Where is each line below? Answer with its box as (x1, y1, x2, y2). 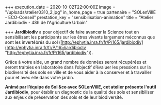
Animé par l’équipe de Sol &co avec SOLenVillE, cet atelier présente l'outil (5, 84, 156, 89)
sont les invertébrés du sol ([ (5, 39, 62, 45)
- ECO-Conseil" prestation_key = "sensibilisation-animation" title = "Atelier (5, 15, 154, 20)
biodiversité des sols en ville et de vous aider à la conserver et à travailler (5, 70, 152, 75)
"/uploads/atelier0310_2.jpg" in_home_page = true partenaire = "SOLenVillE (5, 9, 156, 15)
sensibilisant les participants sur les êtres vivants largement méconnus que (5, 34, 155, 40)
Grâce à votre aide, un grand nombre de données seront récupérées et (5, 59, 147, 65)
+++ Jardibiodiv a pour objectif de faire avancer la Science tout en (5, 29, 139, 35)
